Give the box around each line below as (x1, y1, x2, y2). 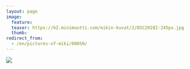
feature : (11, 19, 33, 25)
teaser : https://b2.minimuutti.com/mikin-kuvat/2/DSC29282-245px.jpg (11, 24, 184, 31)
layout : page (6, 8, 38, 14)
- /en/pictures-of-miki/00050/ (11, 41, 88, 47)
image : (6, 14, 22, 20)
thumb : (11, 30, 27, 36)
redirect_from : (6, 35, 43, 41)
